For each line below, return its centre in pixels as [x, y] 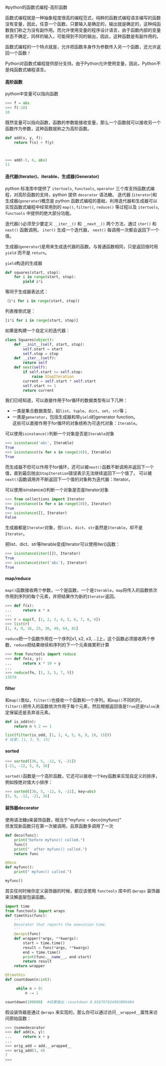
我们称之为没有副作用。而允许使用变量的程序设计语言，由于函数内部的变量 [85, 30]
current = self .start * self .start [60, 381]
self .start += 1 [40, 386]
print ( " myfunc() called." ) [43, 872]
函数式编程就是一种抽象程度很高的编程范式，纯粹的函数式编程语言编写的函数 [83, 18]
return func [26, 854]
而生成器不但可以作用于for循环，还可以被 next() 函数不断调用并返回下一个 [80, 467]
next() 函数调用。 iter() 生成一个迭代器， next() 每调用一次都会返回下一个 [82, 230]
